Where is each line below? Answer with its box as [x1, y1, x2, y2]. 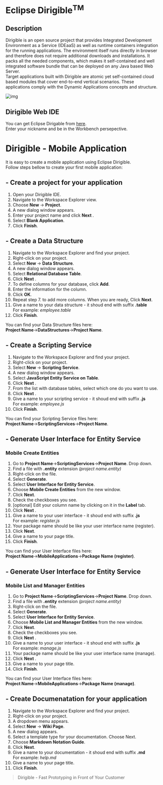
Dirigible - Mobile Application [5, 143, 127, 154]
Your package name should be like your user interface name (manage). [12, 650, 156, 656]
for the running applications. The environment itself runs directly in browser [5, 47, 158, 54]
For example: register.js [12, 518, 60, 524]
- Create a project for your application [5, 179, 122, 187]
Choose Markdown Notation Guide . [12, 739, 85, 745]
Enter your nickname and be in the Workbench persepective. [5, 126, 128, 132]
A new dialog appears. [12, 728, 58, 734]
